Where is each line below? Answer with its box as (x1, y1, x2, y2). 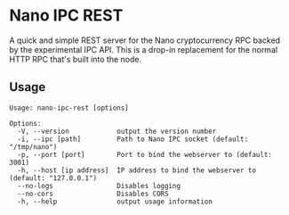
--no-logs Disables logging (17, 181, 181, 190)
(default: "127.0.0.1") (9, 173, 98, 183)
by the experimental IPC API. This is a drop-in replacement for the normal (9, 44, 278, 54)
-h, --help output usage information (17, 197, 213, 206)
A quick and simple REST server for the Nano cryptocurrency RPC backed (9, 35, 281, 45)
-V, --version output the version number (17, 127, 217, 136)
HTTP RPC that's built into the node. (9, 54, 142, 64)
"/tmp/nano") (9, 142, 58, 152)
